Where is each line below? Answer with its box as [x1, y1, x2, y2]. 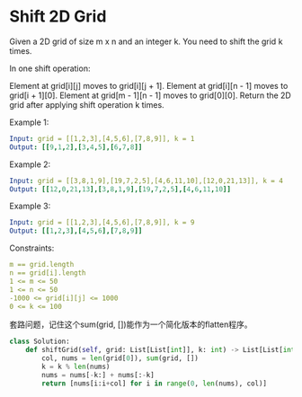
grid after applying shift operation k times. [9, 99, 164, 110]
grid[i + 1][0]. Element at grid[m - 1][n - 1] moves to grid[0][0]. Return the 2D [9, 90, 292, 101]
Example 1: [9, 117, 49, 128]
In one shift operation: [9, 63, 91, 74]
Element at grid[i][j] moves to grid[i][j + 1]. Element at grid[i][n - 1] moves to [9, 80, 289, 91]
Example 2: [9, 159, 51, 170]
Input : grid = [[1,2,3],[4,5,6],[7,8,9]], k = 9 [9, 218, 195, 227]
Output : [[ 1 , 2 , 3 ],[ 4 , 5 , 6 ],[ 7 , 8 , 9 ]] [9, 226, 143, 235]
